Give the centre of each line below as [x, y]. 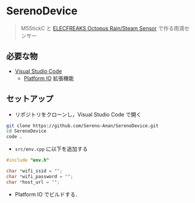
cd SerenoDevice [26, 131]
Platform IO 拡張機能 [49, 78]
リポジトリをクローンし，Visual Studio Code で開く [78, 114]
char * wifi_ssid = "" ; [34, 171]
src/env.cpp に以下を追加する [51, 149]
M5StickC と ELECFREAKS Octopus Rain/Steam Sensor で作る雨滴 [103, 28]
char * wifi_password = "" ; [40, 176]
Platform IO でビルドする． [48, 194]
